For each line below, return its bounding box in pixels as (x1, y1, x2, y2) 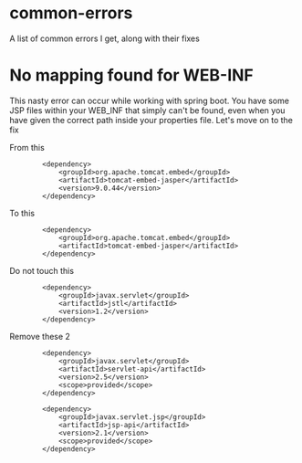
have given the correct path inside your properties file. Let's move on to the (9, 114, 294, 125)
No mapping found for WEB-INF (9, 65, 254, 86)
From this (9, 142, 46, 153)
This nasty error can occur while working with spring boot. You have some (9, 95, 290, 106)
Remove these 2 (9, 331, 71, 342)
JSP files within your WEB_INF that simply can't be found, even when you (9, 104, 286, 116)
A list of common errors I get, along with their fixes (9, 33, 201, 44)
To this (9, 207, 35, 218)
